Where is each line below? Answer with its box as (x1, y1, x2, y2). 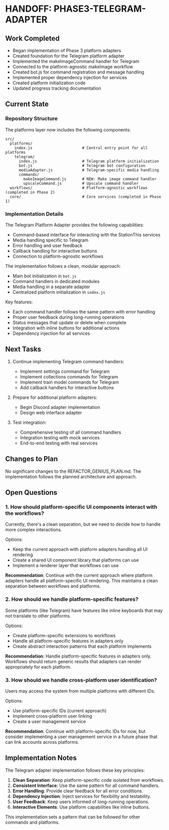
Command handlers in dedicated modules (12, 278, 100, 284)
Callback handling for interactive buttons (12, 248, 97, 254)
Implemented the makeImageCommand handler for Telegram (12, 58, 140, 64)
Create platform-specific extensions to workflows (12, 632, 116, 638)
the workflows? (5, 509, 44, 516)
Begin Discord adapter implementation (20, 404, 100, 410)
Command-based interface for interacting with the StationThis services (12, 231, 160, 237)
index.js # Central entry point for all (14, 145, 148, 150)
